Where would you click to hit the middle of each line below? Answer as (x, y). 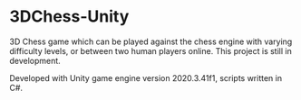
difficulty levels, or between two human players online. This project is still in (150, 50)
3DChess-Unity (69, 17)
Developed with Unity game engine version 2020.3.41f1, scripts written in (146, 77)
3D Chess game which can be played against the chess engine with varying (151, 41)
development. (35, 60)
